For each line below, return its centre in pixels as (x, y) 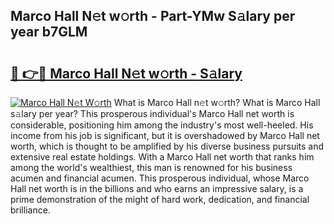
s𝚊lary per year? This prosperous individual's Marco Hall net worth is (152, 113)
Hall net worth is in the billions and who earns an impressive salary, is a (157, 188)
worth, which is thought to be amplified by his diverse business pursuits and (167, 146)
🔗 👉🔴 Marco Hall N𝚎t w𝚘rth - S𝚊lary (126, 73)
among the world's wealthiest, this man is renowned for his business (151, 167)
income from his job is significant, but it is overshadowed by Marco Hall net (165, 135)
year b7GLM (49, 32)
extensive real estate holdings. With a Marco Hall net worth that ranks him (162, 157)
